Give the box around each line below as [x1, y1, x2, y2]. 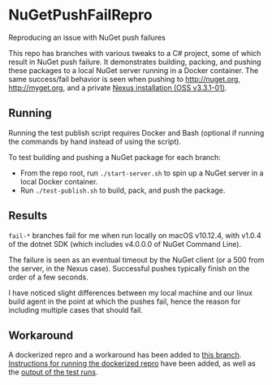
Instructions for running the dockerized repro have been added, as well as [8, 359, 256, 369]
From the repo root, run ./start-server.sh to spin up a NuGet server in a [19, 168, 264, 178]
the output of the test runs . [8, 367, 98, 377]
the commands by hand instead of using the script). [8, 136, 181, 146]
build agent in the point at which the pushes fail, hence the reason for [8, 296, 241, 306]
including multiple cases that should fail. [8, 305, 144, 314]
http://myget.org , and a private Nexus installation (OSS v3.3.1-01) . [8, 83, 227, 93]
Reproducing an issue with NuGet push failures [8, 32, 166, 42]
